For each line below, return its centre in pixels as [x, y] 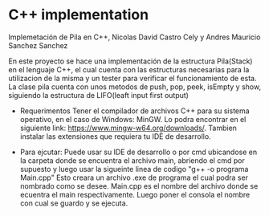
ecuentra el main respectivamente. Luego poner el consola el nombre [135, 194]
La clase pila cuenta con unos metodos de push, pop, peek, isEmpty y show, [135, 87]
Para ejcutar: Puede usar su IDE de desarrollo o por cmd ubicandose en [139, 152]
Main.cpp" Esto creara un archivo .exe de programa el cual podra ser [134, 177]
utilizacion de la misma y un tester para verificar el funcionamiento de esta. [132, 78]
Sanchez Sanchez [38, 45]
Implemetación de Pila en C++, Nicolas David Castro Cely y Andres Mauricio [134, 37]
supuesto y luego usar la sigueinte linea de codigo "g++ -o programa [134, 169]
